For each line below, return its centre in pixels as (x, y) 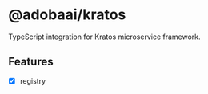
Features (31, 62)
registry (33, 80)
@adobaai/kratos (67, 15)
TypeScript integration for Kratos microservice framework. (105, 37)
